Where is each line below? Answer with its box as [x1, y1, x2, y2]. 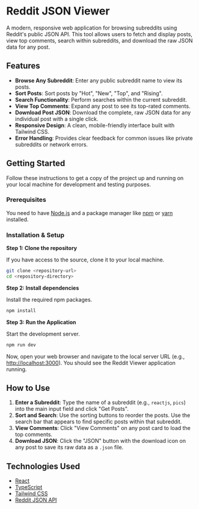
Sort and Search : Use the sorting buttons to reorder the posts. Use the [14, 411, 191, 419]
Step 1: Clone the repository [6, 245, 77, 252]
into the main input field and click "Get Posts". [14, 405, 129, 413]
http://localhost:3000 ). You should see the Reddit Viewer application [6, 359, 176, 366]
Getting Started [6, 158, 66, 169]
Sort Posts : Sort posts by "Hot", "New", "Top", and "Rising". [14, 89, 164, 97]
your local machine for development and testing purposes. [6, 181, 152, 188]
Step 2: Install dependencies [6, 284, 79, 292]
